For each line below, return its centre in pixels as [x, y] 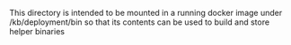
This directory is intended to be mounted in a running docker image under [146, 13]
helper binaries [37, 31]
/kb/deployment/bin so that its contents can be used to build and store [140, 22]
